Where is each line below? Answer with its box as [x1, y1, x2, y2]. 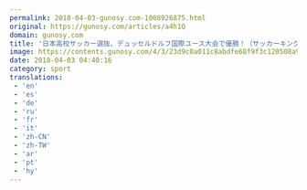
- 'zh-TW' [13, 141, 51, 150]
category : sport [9, 65, 71, 74]
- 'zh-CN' [13, 132, 51, 142]
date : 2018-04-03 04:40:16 [9, 56, 112, 65]
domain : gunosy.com [9, 30, 84, 39]
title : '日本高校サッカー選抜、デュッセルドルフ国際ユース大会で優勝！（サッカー [9, 38, 281, 48]
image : [9, 47, 35, 57]
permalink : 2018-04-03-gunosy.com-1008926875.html [9, 13, 206, 23]
